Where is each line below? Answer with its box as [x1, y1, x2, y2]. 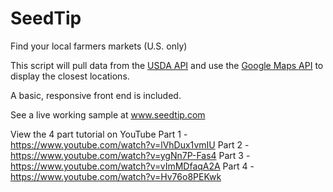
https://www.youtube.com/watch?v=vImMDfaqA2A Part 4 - [10, 160, 255, 172]
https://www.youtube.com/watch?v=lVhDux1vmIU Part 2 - [10, 138, 250, 151]
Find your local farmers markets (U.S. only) [10, 40, 188, 52]
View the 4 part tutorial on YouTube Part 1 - [10, 128, 188, 140]
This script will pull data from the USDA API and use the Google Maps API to [10, 59, 324, 71]
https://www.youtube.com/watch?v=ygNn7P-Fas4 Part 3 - [10, 149, 251, 161]
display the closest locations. [10, 70, 130, 82]
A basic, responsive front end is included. [10, 89, 182, 101]
